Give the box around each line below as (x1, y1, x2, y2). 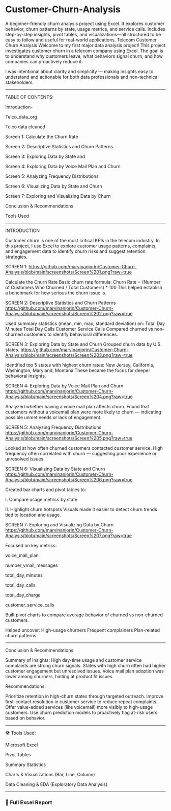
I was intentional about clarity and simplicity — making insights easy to (5, 68, 154, 75)
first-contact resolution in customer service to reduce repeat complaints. (5, 699, 158, 705)
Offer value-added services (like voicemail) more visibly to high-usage (5, 704, 153, 710)
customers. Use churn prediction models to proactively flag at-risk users (5, 709, 158, 715)
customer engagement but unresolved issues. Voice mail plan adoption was (5, 668, 164, 674)
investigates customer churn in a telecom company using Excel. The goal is (5, 48, 164, 54)
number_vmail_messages (5, 562, 58, 568)
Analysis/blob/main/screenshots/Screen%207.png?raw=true (5, 532, 132, 539)
